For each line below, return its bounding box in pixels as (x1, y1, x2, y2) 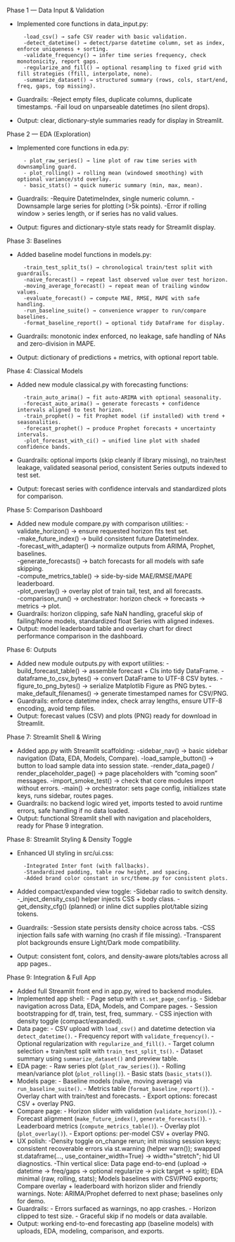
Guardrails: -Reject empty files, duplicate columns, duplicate (16, 95, 193, 103)
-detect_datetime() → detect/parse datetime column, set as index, (23, 40, 226, 47)
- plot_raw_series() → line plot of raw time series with (23, 157, 197, 164)
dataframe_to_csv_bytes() (16, 674, 92, 682)
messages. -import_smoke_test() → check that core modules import (16, 776, 214, 785)
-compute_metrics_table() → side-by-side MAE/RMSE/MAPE (16, 572, 193, 580)
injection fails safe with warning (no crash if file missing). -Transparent (16, 931, 222, 939)
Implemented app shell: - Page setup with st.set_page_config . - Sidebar (16, 994, 227, 1003)
